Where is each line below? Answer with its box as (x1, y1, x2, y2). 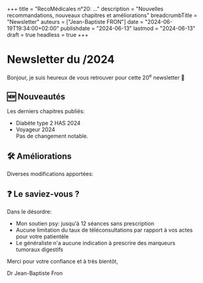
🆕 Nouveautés (7, 91, 65, 101)
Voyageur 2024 (15, 126, 56, 133)
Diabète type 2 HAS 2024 (15, 119, 81, 127)
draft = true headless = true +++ (7, 31, 89, 39)
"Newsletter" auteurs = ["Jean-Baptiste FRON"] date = (7, 18, 144, 25)
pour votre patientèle (15, 233, 69, 240)
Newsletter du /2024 (7, 53, 115, 67)
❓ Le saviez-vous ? (7, 189, 80, 199)
